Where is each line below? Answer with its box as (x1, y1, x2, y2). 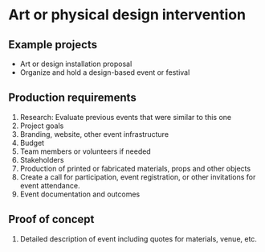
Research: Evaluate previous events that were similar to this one (19, 112, 232, 122)
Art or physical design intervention (8, 6, 247, 24)
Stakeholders (19, 155, 64, 164)
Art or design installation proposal (19, 59, 132, 68)
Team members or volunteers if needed (19, 147, 151, 156)
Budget (19, 138, 45, 147)
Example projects (8, 38, 98, 52)
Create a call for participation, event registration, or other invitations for (19, 171, 256, 182)
